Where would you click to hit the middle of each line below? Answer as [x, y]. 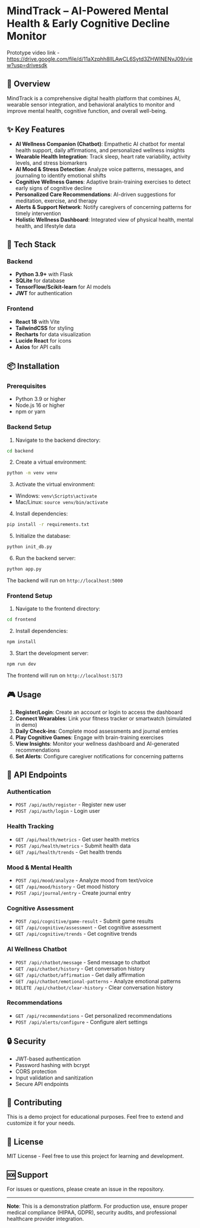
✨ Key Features [36, 130]
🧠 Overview [28, 84]
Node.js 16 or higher [40, 406]
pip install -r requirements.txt [48, 525]
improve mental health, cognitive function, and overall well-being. [87, 110]
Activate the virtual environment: [55, 485]
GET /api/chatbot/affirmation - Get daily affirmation [80, 974]
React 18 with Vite [37, 321]
